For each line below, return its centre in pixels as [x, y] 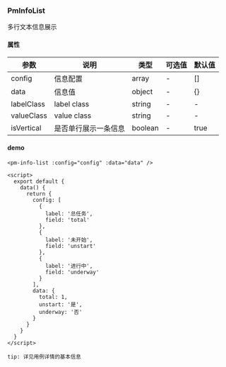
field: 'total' [67, 220]
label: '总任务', [69, 214]
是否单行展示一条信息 [90, 128]
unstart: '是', [60, 304]
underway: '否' [60, 312]
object [142, 91]
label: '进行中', [69, 266]
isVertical [26, 128]
